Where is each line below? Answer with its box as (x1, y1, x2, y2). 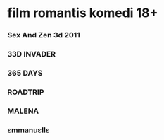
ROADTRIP (7, 87, 44, 97)
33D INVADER (7, 49, 56, 59)
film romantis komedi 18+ (7, 5, 158, 21)
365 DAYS (7, 68, 43, 78)
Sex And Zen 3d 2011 (7, 30, 80, 40)
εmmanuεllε (7, 125, 50, 135)
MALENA (7, 106, 39, 116)
